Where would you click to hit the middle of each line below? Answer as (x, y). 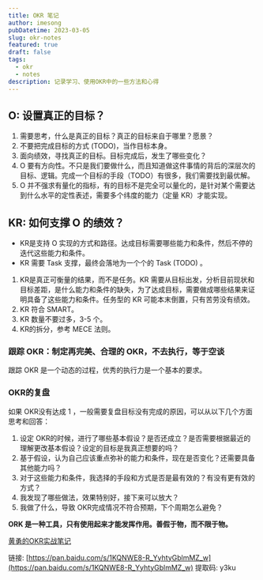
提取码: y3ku (215, 567)
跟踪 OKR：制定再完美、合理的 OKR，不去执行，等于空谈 (116, 352)
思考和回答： (29, 421)
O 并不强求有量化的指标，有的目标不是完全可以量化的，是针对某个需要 (134, 186)
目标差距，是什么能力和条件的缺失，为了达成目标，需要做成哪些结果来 (134, 290)
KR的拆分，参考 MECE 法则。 (67, 330)
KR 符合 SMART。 (49, 310)
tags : (17, 60)
